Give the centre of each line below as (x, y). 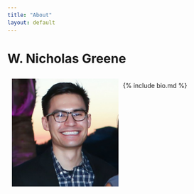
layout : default (31, 22)
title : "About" (30, 15)
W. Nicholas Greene (67, 59)
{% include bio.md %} (155, 86)
